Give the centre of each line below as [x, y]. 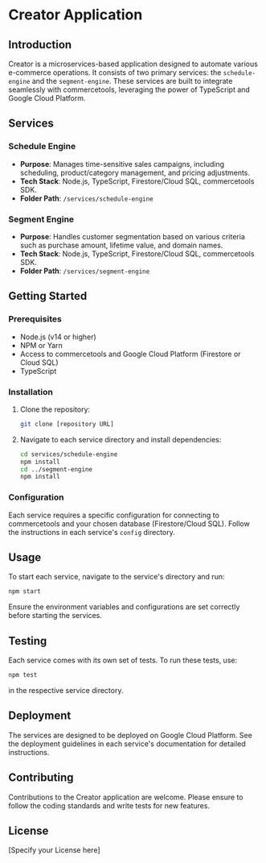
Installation [31, 392]
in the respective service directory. [66, 691]
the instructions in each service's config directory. [92, 532]
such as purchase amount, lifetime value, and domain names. [121, 245]
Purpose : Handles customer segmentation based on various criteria [132, 236]
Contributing [41, 778]
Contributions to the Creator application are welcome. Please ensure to [126, 797]
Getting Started [48, 296]
